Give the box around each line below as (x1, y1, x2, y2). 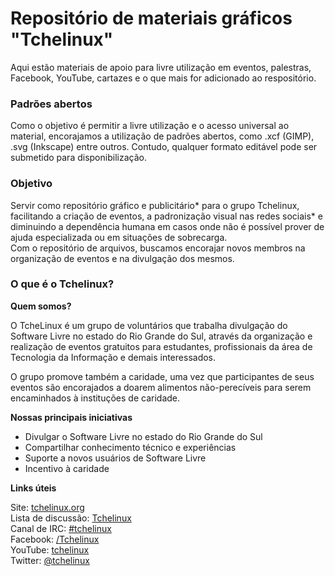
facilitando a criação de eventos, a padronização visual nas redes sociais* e (10, 210, 323, 222)
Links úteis (10, 482, 57, 494)
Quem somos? (10, 300, 72, 312)
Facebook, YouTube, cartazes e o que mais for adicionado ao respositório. (10, 72, 317, 84)
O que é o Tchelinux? (10, 277, 115, 291)
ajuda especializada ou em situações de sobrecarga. (10, 231, 228, 243)
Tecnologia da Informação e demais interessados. (10, 351, 217, 363)
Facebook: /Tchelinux (10, 533, 100, 545)
